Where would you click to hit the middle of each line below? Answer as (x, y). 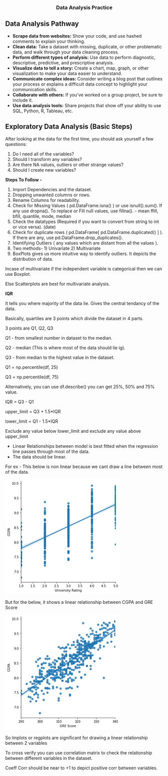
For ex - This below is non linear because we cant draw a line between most (84, 467)
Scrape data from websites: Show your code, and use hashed (77, 36)
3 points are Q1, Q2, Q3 (29, 328)
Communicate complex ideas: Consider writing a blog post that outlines (88, 79)
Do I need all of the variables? (43, 154)
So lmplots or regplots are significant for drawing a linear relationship (76, 738)
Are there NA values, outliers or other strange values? (68, 165)
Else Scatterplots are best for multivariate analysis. (58, 284)
